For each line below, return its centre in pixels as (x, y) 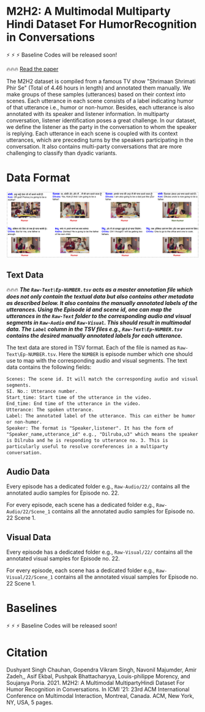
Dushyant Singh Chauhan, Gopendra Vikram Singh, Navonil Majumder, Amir (102, 670)
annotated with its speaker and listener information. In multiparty (88, 114)
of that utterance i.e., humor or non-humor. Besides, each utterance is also (100, 107)
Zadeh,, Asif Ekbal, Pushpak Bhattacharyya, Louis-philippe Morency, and (99, 676)
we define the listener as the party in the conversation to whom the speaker (102, 126)
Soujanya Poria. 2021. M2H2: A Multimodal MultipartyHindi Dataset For (95, 683)
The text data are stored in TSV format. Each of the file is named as (91, 347)
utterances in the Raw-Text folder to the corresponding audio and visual (99, 316)
